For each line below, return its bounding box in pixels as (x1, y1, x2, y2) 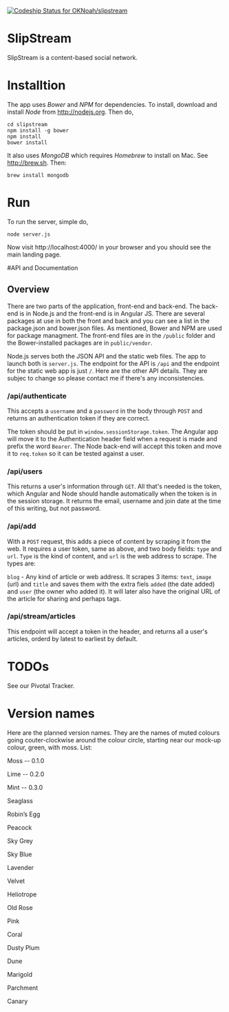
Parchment (7, 983, 39, 992)
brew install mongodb (7, 172, 69, 179)
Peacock (7, 823, 32, 831)
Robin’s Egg (7, 810, 41, 818)
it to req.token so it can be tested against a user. (7, 449, 144, 458)
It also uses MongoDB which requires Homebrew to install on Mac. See (7, 151, 208, 159)
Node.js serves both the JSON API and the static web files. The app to (7, 352, 206, 360)
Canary (7, 997, 28, 1005)
